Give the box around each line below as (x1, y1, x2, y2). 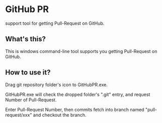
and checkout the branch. (33, 112, 87, 118)
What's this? (5, 35, 46, 43)
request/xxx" (5, 112, 32, 118)
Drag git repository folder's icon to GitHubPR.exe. (5, 82, 108, 88)
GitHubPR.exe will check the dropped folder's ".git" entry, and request (5, 91, 150, 97)
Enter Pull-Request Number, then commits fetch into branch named (5, 106, 144, 112)
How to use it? (5, 68, 51, 77)
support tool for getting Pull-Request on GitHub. (5, 20, 105, 26)
